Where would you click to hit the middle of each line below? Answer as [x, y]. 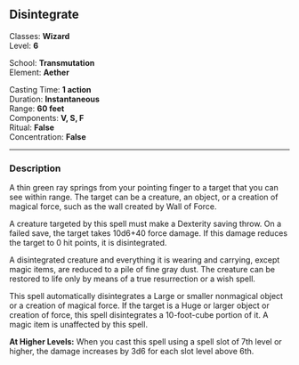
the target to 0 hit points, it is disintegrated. [88, 243]
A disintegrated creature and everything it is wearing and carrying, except [145, 260]
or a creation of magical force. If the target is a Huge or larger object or [139, 305]
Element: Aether [39, 72]
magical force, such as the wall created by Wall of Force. [113, 207]
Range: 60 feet [37, 108]
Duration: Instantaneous [55, 99]
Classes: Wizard [40, 36]
